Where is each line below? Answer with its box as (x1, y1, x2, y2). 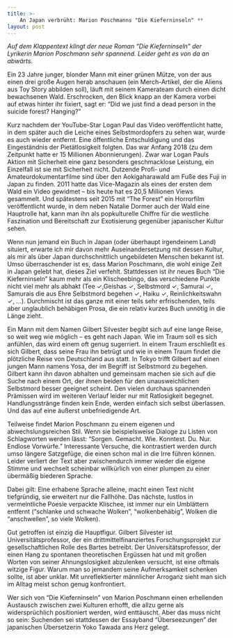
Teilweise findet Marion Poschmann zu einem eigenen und (7, 420, 175, 429)
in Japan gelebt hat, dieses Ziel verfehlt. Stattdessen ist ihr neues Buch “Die (7, 267, 225, 276)
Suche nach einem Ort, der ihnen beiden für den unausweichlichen (7, 377, 200, 385)
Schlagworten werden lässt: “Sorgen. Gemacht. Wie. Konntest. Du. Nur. (7, 435, 212, 443)
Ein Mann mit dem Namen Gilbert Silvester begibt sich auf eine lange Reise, (7, 325, 224, 334)
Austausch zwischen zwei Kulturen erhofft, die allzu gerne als (7, 601, 184, 609)
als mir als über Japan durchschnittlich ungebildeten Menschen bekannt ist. (7, 253, 225, 261)
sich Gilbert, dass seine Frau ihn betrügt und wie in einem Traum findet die (7, 347, 221, 356)
